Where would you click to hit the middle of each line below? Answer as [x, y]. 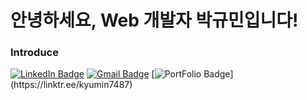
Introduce [34, 53]
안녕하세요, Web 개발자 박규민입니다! [154, 20]
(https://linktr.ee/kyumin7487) [71, 85]
